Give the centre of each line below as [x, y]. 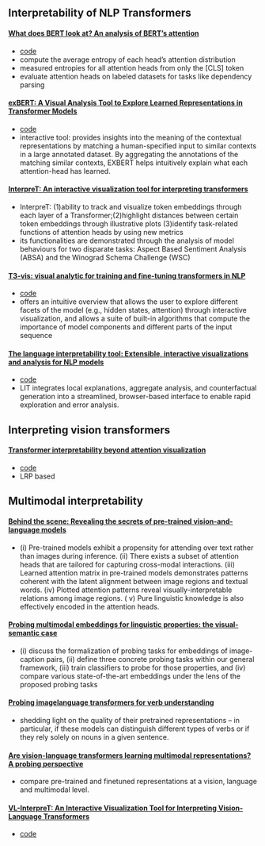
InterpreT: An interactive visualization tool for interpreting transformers [128, 189]
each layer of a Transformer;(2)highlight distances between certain [129, 215]
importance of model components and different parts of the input [126, 327]
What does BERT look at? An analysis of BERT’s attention [104, 33]
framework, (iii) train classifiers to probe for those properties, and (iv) [132, 667]
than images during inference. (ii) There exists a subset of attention [129, 556]
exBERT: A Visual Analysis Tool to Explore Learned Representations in [125, 103]
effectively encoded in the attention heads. [89, 606]
